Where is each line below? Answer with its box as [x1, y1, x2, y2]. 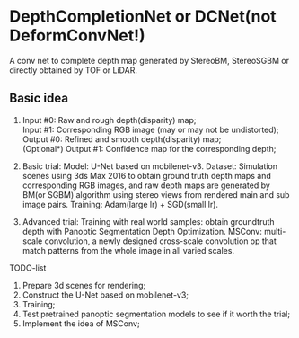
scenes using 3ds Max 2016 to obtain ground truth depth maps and [22, 170, 271, 181]
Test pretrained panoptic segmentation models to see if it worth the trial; [22, 308, 290, 319]
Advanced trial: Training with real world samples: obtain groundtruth [22, 216, 276, 227]
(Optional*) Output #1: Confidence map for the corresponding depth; [22, 143, 277, 154]
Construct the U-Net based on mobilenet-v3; [22, 289, 189, 300]
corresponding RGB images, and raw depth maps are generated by [22, 180, 271, 191]
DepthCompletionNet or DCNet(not [9, 6, 277, 27]
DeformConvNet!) [9, 25, 145, 46]
